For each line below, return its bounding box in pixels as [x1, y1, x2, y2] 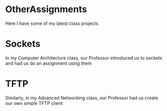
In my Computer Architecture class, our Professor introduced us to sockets [5, 55, 162, 61]
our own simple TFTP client [5, 100, 63, 106]
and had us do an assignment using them [5, 60, 92, 66]
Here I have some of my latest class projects [5, 20, 98, 26]
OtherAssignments [5, 4, 88, 15]
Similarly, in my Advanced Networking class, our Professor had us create [5, 95, 158, 101]
